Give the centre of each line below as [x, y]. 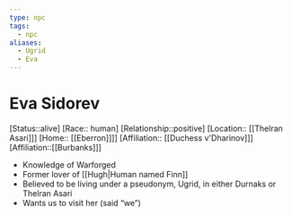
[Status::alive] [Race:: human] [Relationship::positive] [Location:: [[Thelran [146, 128]
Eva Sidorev [55, 104]
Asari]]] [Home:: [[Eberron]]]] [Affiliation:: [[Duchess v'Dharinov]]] [131, 138]
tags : [19, 26]
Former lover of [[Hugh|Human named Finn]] [105, 174]
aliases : [26, 43]
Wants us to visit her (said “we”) [82, 203]
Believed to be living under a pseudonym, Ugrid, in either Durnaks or [149, 184]
